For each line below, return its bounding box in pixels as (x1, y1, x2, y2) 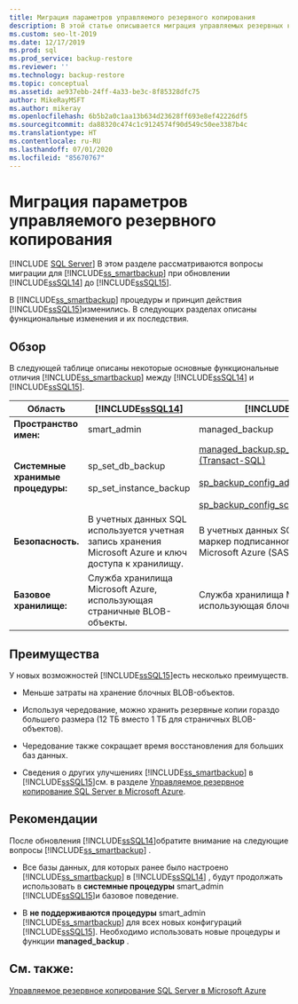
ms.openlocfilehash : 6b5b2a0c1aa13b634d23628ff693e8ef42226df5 (9, 112, 248, 121)
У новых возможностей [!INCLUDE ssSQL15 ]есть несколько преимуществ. (9, 670, 289, 681)
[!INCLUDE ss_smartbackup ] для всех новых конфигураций (21, 916, 242, 928)
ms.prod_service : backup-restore (9, 54, 133, 63)
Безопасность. (13, 535, 80, 548)
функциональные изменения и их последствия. (9, 313, 189, 324)
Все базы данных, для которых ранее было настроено (21, 862, 229, 873)
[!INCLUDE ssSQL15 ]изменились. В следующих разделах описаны (9, 304, 257, 315)
